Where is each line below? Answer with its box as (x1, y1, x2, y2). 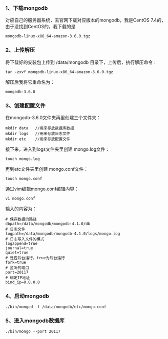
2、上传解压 (5, 47, 35, 54)
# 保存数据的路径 (5, 216, 37, 222)
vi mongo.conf (5, 196, 36, 201)
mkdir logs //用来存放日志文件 (5, 131, 71, 136)
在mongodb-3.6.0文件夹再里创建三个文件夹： (5, 114, 101, 121)
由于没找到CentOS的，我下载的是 (5, 24, 76, 30)
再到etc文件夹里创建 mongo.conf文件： (5, 166, 89, 172)
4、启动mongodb (5, 292, 50, 300)
